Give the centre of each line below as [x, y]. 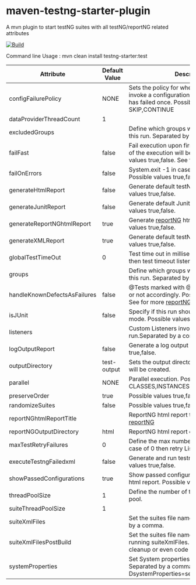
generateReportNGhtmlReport [50, 224]
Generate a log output [158, 345]
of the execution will [156, 152]
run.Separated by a [155, 336]
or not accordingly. [155, 295]
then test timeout [152, 261]
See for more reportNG [160, 302]
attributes [17, 33]
